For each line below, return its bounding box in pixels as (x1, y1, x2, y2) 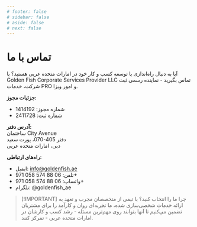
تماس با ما (7, 51, 51, 64)
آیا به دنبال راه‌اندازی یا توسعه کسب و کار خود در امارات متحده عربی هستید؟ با (7, 70, 178, 77)
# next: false (7, 25, 42, 31)
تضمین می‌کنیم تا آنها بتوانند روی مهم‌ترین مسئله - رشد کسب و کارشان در (21, 208, 183, 215)
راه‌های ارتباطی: (7, 154, 42, 161)
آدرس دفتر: (7, 124, 32, 131)
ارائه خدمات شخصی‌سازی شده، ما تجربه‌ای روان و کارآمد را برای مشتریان (21, 202, 183, 209)
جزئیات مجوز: (7, 94, 37, 101)
